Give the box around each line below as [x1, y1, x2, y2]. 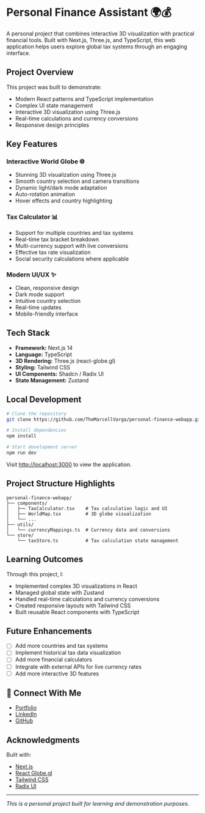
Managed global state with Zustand [15, 588, 104, 596]
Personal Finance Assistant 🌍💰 [6, 6, 172, 20]
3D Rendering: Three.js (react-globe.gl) [15, 357, 116, 365]
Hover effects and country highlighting [15, 197, 113, 204]
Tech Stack [6, 328, 50, 338]
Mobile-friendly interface [15, 310, 78, 317]
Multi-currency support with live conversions [15, 242, 129, 249]
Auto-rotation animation [15, 191, 75, 198]
